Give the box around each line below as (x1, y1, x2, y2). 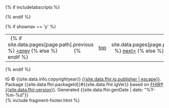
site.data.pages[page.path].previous (8, 41, 94, 48)
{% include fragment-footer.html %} (5, 97, 80, 103)
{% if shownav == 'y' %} (5, 23, 56, 29)
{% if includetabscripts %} (5, 4, 60, 10)
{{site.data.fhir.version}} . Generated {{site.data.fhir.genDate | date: (5, 87, 143, 92)
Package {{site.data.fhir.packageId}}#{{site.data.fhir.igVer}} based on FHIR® (5, 81, 163, 87)
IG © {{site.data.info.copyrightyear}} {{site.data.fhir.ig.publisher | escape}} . (5, 76, 161, 82)
